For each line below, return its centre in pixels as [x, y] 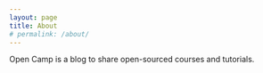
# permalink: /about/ [49, 34]
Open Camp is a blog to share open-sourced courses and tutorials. [132, 60]
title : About [33, 26]
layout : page [33, 17]
